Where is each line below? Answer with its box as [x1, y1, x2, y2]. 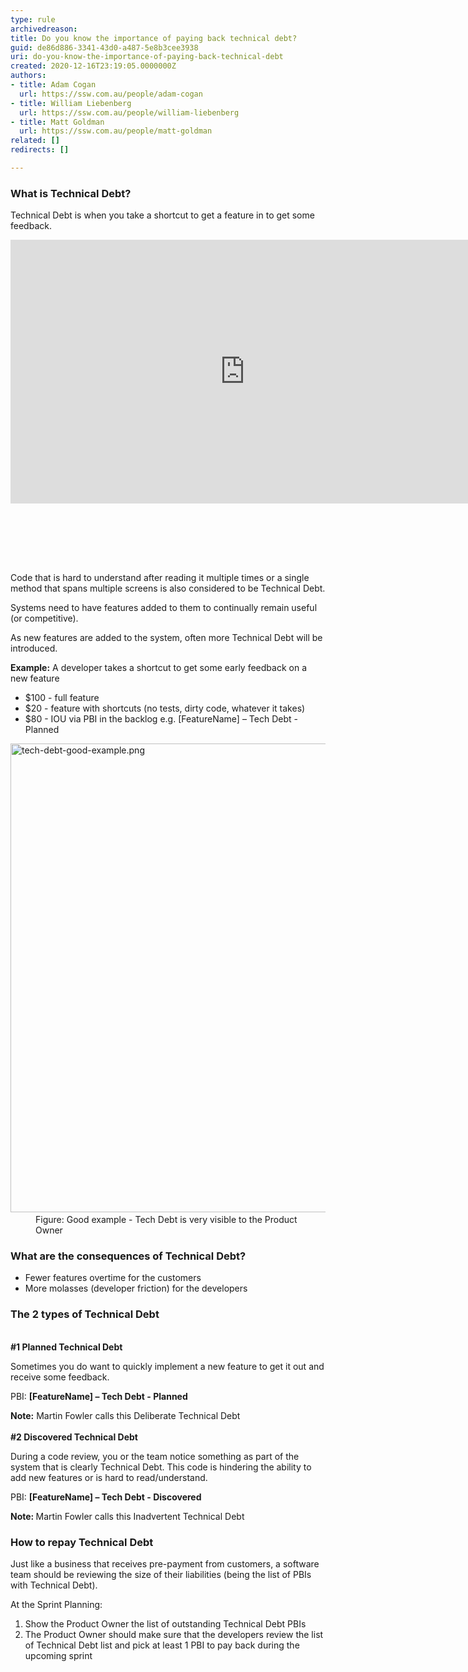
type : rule [10, 14, 56, 25]
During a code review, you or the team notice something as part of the [10, 1450, 300, 1462]
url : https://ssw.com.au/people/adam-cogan [19, 89, 203, 99]
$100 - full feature [24, 692, 100, 704]
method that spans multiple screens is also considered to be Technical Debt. [10, 582, 326, 595]
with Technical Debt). [10, 1579, 98, 1591]
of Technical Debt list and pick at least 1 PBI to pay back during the [24, 1639, 300, 1651]
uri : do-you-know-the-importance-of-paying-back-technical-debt [10, 52, 284, 62]
